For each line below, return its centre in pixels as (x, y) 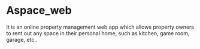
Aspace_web (39, 10)
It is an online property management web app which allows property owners (100, 27)
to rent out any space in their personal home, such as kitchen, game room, (98, 33)
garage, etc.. (22, 39)
